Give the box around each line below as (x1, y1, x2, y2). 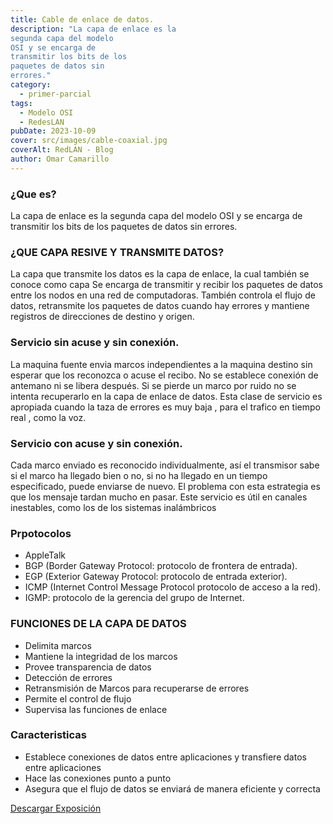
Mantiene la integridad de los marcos (24, 650, 178, 662)
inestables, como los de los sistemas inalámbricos (10, 501, 217, 513)
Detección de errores (24, 671, 113, 683)
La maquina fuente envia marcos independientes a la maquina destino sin (10, 358, 313, 370)
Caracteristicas (10, 728, 87, 742)
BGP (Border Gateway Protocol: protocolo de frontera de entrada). (24, 560, 298, 572)
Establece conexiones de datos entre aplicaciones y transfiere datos (24, 751, 307, 763)
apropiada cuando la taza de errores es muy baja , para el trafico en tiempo (10, 401, 321, 413)
